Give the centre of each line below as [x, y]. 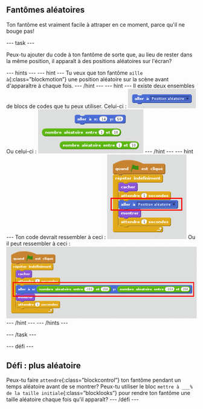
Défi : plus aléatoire [43, 366]
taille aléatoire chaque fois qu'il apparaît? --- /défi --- [72, 399]
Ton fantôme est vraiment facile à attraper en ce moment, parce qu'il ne [96, 24]
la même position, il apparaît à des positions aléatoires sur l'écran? [89, 61]
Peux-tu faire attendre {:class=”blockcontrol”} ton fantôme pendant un [94, 380]
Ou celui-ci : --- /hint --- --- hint [100, 151]
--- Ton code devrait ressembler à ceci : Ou [101, 237]
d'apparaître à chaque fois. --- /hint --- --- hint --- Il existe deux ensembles [101, 86]
